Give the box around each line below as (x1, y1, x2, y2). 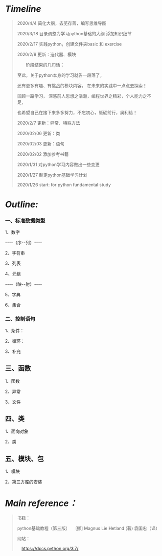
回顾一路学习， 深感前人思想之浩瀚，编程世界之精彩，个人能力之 (17, 93, 147, 99)
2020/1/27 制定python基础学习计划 (17, 172, 88, 178)
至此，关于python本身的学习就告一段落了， (17, 72, 104, 78)
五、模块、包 (5, 454, 44, 463)
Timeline (5, 3, 42, 15)
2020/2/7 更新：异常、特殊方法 (17, 120, 81, 126)
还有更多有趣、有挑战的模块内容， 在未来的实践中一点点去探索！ (17, 82, 147, 89)
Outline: (5, 199, 38, 210)
